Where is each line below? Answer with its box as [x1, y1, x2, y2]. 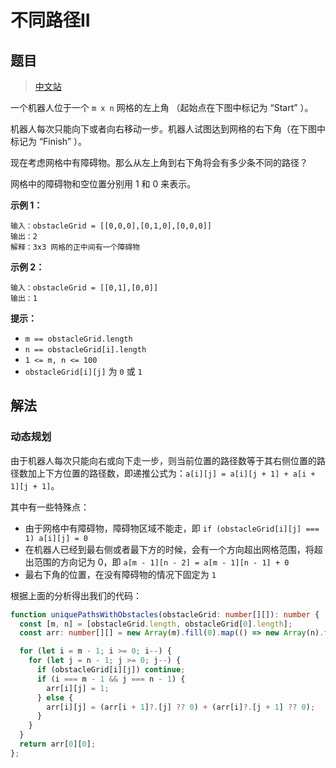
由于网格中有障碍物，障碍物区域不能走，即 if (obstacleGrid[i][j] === [24, 522, 320, 534]
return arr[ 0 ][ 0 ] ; [19, 739, 97, 750]
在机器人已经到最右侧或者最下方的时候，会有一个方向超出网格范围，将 [24, 543, 315, 555]
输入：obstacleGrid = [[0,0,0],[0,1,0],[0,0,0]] [10, 221, 213, 231]
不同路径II [10, 9, 91, 32]
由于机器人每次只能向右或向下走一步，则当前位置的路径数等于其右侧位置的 [10, 454, 317, 466]
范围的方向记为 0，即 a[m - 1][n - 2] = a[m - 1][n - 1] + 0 [33, 556, 290, 568]
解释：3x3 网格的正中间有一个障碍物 [10, 242, 140, 252]
